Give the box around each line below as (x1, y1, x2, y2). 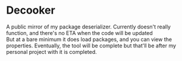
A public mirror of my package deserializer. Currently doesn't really (6, 23, 171, 30)
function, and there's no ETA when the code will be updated (6, 29, 153, 36)
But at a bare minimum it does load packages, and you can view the (6, 36, 172, 43)
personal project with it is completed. (6, 48, 97, 55)
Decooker (6, 4, 55, 17)
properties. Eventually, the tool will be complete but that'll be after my (6, 42, 177, 49)
